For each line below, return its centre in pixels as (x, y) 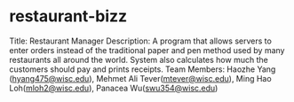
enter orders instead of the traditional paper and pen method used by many (147, 50)
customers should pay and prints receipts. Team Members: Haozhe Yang (143, 69)
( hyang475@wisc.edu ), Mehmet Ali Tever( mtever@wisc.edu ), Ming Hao (141, 78)
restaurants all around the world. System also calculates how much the (139, 59)
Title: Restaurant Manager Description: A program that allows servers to (141, 41)
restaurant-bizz (68, 16)
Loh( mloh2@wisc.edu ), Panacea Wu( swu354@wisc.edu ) (114, 88)
